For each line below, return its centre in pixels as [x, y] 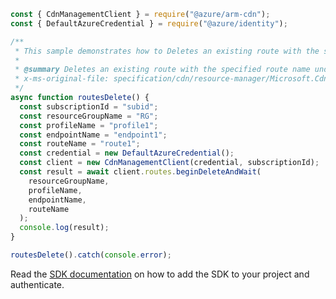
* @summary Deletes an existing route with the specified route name [162, 70]
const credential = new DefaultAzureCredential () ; [127, 153]
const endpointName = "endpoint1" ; [93, 135]
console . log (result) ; [64, 228]
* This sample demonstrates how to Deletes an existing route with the [167, 51]
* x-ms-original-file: [62, 79]
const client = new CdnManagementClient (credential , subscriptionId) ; [169, 163]
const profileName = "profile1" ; [89, 125]
